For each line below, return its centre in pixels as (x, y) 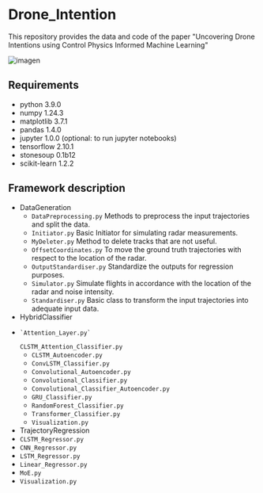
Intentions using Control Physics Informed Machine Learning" (108, 44)
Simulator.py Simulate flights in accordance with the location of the (141, 283)
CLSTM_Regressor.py (52, 439)
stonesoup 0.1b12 (48, 155)
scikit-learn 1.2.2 (47, 163)
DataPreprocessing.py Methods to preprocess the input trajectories (141, 216)
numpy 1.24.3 (41, 113)
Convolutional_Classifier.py (79, 380)
